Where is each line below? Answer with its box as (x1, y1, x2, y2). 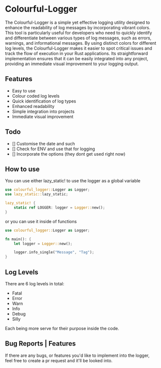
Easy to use (12, 88, 35, 93)
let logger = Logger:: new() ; (14, 241, 73, 246)
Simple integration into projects (12, 108, 75, 114)
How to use (5, 165, 40, 173)
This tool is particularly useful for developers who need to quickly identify (5, 30, 152, 35)
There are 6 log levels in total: (5, 280, 64, 286)
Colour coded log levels (12, 93, 60, 99)
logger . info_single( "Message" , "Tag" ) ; (14, 250, 95, 255)
